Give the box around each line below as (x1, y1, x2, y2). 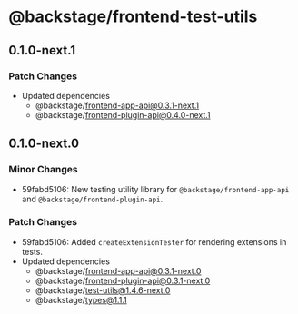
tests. (21, 246, 43, 257)
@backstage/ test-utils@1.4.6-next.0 (35, 284, 171, 296)
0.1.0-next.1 (8, 43, 76, 58)
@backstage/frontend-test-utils (8, 6, 258, 27)
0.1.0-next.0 (8, 136, 79, 152)
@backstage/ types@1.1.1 (35, 294, 128, 305)
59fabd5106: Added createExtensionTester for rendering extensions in (21, 236, 287, 247)
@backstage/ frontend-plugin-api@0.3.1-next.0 (35, 275, 211, 286)
